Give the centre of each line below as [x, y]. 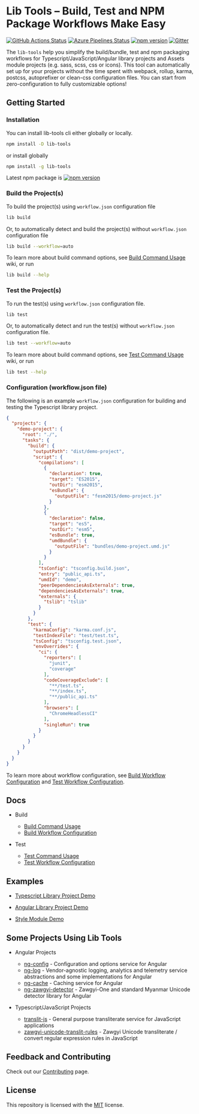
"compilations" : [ [61, 463]
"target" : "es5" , [71, 524]
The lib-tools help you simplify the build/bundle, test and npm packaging [98, 52]
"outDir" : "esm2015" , [76, 485]
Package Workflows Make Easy [86, 24]
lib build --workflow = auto [40, 246]
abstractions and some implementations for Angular [88, 977]
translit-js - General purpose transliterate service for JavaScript [102, 1019]
